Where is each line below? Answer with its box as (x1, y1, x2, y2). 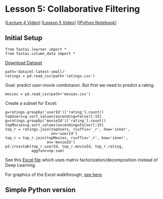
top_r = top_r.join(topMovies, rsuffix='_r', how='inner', (5, 135, 128, 140)
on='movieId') (47, 140, 76, 145)
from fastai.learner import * (5, 47, 67, 52)
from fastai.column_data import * (5, 51, 76, 56)
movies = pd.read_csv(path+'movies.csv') (5, 92, 91, 97)
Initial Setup (5, 34, 43, 42)
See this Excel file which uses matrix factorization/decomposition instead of (5, 157, 158, 163)
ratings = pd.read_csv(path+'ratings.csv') (5, 74, 95, 78)
